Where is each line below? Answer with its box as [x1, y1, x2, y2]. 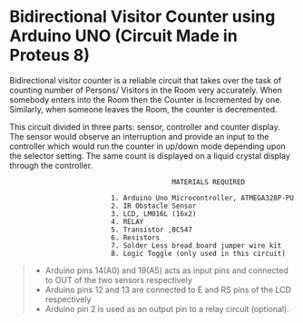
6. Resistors [110, 233, 161, 242]
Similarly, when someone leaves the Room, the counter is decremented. [9, 103, 279, 114]
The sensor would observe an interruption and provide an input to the [9, 131, 269, 142]
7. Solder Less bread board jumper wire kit [110, 240, 282, 250]
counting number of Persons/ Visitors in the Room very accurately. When [9, 84, 283, 95]
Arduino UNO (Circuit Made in [9, 25, 238, 46]
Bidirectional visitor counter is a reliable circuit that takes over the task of [9, 74, 282, 85]
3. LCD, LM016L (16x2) [110, 209, 197, 219]
